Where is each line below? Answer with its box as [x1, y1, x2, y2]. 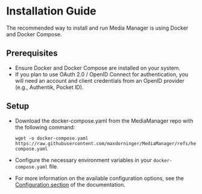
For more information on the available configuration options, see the [14, 174, 184, 182]
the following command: [14, 123, 75, 131]
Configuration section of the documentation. [14, 181, 125, 188]
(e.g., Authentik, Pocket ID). [14, 83, 84, 91]
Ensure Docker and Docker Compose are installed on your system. [14, 64, 181, 71]
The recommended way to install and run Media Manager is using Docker [6, 24, 189, 31]
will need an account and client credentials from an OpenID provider [14, 77, 185, 84]
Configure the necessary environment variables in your [14, 156, 153, 164]
